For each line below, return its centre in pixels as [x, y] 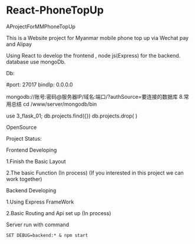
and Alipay [19, 44]
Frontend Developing [32, 150]
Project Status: [24, 138]
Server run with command [38, 225]
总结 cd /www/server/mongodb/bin [54, 104]
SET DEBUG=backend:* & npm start [47, 235]
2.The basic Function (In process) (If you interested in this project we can [95, 173]
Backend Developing [31, 190]
